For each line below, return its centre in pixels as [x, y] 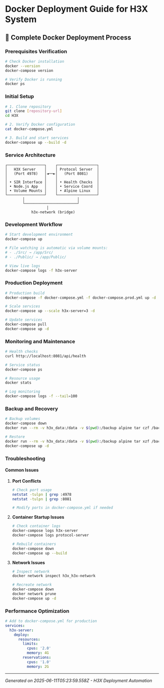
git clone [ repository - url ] [34, 111]
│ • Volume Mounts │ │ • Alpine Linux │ [52, 191]
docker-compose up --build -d [36, 142]
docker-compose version [29, 70]
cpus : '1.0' [39, 662]
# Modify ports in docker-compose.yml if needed [62, 508]
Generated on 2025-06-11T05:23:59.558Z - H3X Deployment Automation [79, 680]
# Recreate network [32, 585]
